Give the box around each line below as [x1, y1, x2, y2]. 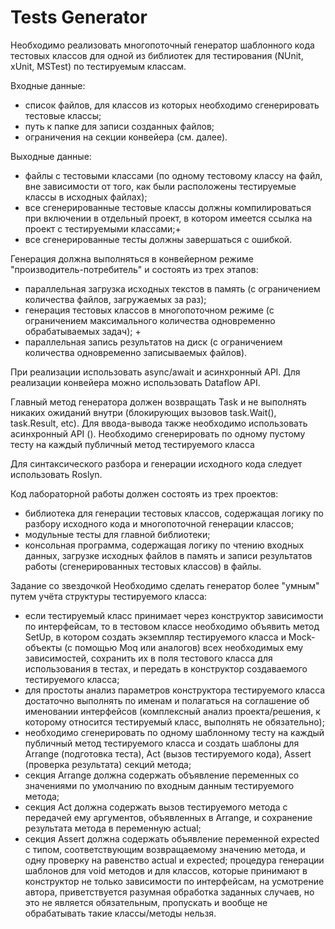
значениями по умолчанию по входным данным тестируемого [24, 779, 295, 791]
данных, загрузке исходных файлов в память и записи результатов [24, 549, 313, 561]
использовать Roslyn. [10, 468, 103, 480]
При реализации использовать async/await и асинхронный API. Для [10, 366, 301, 378]
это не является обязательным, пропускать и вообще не [24, 896, 268, 908]
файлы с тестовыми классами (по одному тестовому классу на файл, [24, 169, 323, 181]
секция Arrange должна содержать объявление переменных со [24, 769, 300, 781]
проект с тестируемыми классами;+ [24, 222, 182, 235]
